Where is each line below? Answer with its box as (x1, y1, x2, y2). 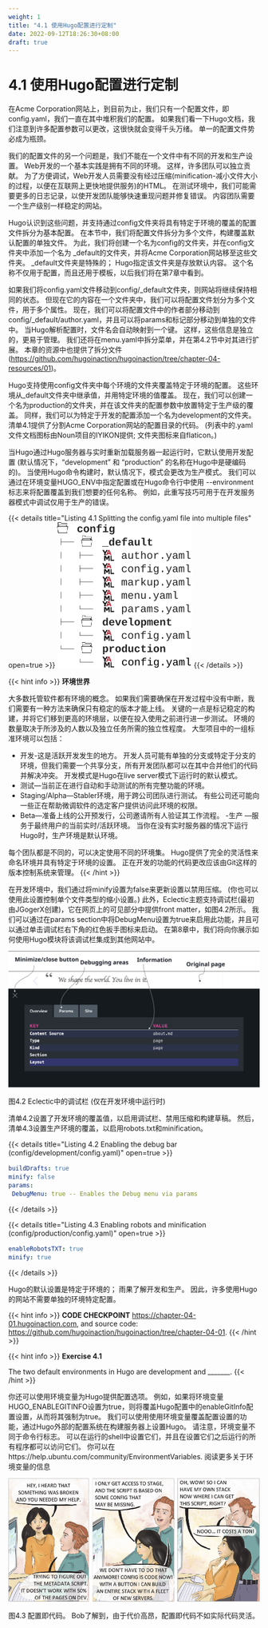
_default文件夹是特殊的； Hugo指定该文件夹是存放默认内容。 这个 (30, 258, 247, 268)
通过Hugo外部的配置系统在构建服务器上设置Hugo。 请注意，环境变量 (22, 1422, 249, 1431)
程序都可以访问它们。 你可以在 (14, 1442, 116, 1451)
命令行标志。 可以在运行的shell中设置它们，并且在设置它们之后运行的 (22, 1431, 250, 1441)
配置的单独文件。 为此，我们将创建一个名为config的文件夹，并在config (14, 238, 248, 248)
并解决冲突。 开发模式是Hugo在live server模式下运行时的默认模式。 (19, 771, 242, 780)
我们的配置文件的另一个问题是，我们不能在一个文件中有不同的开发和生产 (8, 151, 246, 161)
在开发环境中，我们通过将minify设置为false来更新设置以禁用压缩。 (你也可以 (8, 884, 259, 895)
